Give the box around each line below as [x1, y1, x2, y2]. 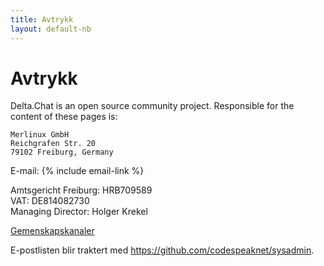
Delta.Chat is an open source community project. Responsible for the [10, 100, 295, 112]
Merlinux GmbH [10, 130, 70, 140]
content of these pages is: [10, 111, 118, 123]
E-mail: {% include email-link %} [10, 165, 145, 177]
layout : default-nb [10, 24, 92, 34]
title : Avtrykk [10, 14, 74, 25]
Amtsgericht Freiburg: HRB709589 [10, 184, 153, 196]
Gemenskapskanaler [10, 225, 95, 237]
